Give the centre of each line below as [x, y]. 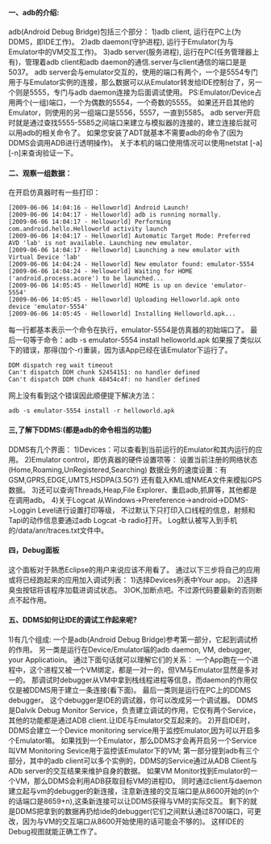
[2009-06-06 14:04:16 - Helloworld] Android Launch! [99, 208]
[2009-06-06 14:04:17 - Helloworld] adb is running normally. [115, 215]
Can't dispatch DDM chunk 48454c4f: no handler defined [104, 380]
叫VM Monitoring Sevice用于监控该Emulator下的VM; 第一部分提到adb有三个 [134, 751]
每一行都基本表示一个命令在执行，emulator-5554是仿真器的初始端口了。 [128, 330]
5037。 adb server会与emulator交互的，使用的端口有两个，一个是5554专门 [133, 72]
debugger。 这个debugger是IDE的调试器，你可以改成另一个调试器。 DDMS [133, 700]
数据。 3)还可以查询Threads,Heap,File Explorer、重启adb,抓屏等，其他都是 [133, 490]
